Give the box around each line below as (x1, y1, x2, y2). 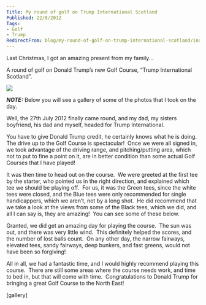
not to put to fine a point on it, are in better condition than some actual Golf (6, 153, 195, 160)
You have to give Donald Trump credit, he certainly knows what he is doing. (6, 133, 197, 140)
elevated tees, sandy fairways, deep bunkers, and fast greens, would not (6, 242, 190, 249)
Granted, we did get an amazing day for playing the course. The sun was (6, 222, 192, 229)
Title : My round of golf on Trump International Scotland (6, 9, 158, 15)
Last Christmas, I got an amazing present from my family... (6, 55, 154, 61)
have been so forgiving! (6, 248, 66, 255)
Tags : (6, 20, 20, 26)
